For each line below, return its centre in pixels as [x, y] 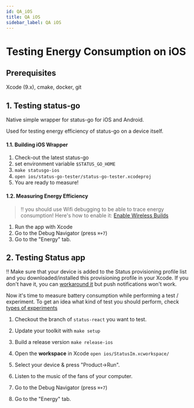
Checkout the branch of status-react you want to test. [81, 319]
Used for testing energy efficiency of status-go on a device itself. [85, 131]
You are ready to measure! [47, 183]
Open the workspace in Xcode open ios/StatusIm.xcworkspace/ [92, 353]
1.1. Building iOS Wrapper [37, 144]
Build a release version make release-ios [64, 342]
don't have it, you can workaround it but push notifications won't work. [91, 284]
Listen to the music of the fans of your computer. [74, 376]
